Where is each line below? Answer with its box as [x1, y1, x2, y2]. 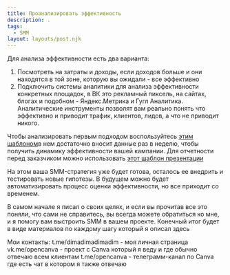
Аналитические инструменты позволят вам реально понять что [17, 104, 206, 113]
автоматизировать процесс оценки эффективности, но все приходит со [7, 182, 219, 190]
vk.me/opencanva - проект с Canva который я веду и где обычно [7, 245, 198, 254]
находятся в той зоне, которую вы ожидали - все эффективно [17, 75, 200, 83]
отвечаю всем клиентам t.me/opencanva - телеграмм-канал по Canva [7, 252, 214, 261]
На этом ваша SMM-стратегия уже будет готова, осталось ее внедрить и [7, 168, 224, 176]
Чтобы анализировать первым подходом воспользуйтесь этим [7, 132, 194, 141]
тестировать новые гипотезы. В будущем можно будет [7, 175, 169, 183]
